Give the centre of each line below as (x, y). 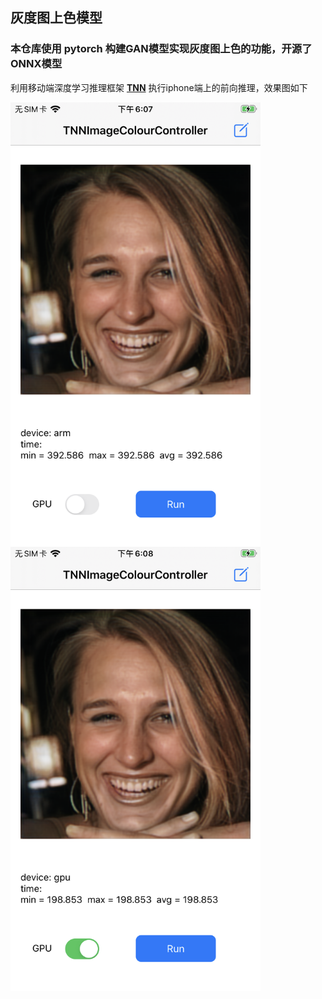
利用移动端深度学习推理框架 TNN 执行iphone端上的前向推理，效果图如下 (159, 87)
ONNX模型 (36, 64)
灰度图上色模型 (56, 18)
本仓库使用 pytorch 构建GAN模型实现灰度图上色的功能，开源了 (161, 49)
